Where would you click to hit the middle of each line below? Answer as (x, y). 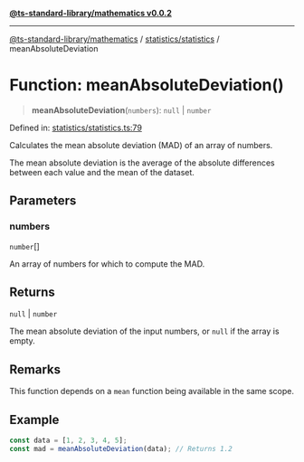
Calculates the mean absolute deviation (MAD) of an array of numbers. (141, 145)
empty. (23, 341)
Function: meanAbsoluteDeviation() (147, 85)
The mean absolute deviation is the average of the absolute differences (142, 163)
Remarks (35, 369)
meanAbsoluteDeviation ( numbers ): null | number (121, 110)
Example (34, 420)
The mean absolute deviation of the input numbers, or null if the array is (144, 331)
